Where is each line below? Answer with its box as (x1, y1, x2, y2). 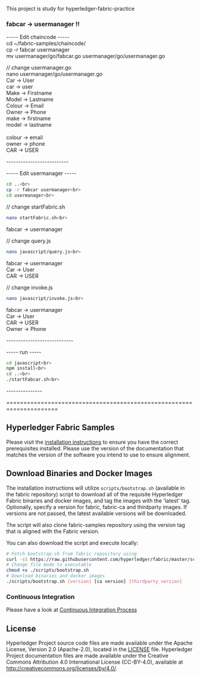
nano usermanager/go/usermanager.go (6, 70, 103, 78)
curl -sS (6, 556, 28, 562)
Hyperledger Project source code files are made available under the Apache (6, 639, 193, 647)
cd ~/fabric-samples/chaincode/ (6, 40, 86, 47)
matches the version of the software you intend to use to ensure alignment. (6, 451, 190, 458)
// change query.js (6, 237, 51, 244)
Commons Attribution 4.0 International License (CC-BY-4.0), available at (6, 658, 183, 665)
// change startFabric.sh (6, 203, 65, 210)
